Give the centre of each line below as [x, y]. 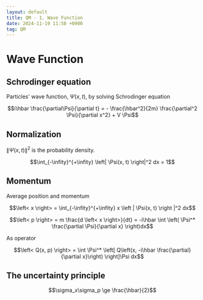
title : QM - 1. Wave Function [45, 18]
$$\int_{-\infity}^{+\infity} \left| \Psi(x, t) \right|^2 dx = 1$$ [102, 162]
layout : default [27, 12]
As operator [21, 238]
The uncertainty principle [56, 275]
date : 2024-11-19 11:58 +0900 [45, 23]
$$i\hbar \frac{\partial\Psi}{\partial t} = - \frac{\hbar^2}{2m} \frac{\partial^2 [102, 108]
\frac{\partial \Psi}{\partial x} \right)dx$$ [102, 226]
